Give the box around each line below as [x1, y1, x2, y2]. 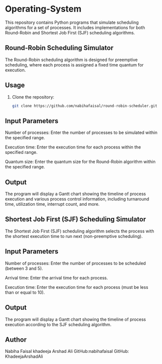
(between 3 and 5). [5, 265, 44, 271]
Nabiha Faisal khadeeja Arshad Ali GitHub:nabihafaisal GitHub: [5, 348, 129, 354]
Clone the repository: [12, 94, 55, 100]
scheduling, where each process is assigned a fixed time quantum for [5, 62, 144, 67]
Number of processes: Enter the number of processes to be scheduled [5, 260, 146, 266]
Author [5, 335, 27, 344]
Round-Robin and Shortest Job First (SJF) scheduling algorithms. [5, 30, 135, 35]
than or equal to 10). [5, 289, 45, 295]
